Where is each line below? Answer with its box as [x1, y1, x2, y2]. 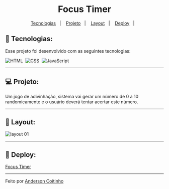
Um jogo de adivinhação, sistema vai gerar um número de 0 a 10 [5, 93, 139, 99]
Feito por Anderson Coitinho [5, 178, 64, 184]
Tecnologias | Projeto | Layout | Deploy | [30, 20, 135, 26]
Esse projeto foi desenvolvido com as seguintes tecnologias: [5, 48, 131, 54]
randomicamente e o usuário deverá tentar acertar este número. [5, 99, 138, 105]
